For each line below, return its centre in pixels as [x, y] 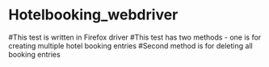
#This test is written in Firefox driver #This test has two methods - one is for [135, 37]
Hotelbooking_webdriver [93, 15]
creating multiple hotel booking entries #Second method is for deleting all [130, 45]
